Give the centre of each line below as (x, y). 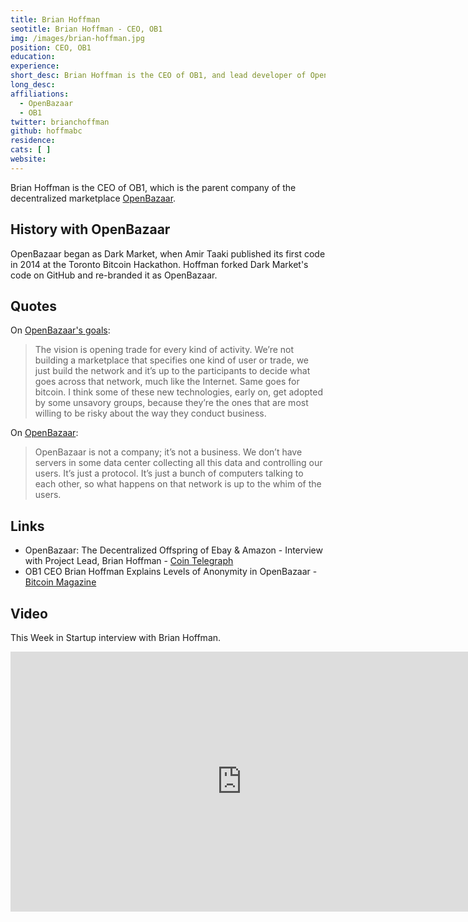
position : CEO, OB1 (51, 47)
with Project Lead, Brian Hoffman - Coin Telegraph (129, 561)
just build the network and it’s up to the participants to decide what (172, 371)
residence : (33, 141)
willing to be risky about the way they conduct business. (150, 413)
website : (28, 159)
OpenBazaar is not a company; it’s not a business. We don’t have (168, 452)
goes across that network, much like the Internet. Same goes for (167, 382)
